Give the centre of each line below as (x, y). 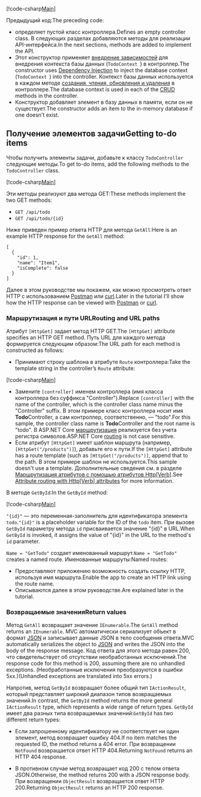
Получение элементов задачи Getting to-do (91, 134)
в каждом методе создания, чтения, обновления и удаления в (95, 83)
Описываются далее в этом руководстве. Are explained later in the (99, 590)
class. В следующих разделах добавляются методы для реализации (103, 38)
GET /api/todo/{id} (39, 219)
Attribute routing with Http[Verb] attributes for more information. (94, 481)
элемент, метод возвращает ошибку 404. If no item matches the (96, 738)
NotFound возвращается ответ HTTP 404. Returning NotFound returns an (104, 751)
